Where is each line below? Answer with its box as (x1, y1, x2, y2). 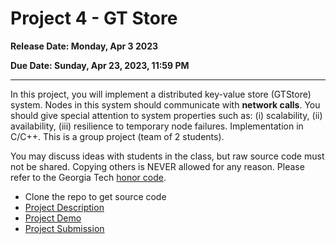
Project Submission (24, 222, 105, 234)
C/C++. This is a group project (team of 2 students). (10, 130, 225, 142)
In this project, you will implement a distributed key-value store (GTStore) (10, 88, 312, 100)
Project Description (24, 201, 105, 213)
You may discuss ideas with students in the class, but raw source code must (10, 150, 325, 162)
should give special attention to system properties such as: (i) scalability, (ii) (10, 109, 323, 121)
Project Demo (24, 212, 82, 224)
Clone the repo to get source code (24, 190, 167, 202)
